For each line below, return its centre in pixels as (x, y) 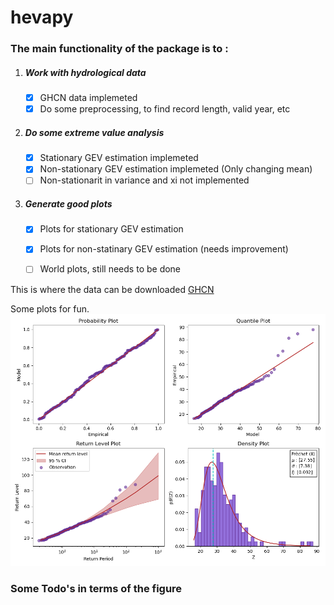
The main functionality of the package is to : (119, 49)
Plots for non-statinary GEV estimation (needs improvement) (164, 249)
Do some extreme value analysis (94, 132)
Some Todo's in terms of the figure (96, 588)
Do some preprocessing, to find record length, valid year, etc (165, 109)
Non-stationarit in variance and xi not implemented (144, 180)
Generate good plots (68, 203)
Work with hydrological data (85, 72)
